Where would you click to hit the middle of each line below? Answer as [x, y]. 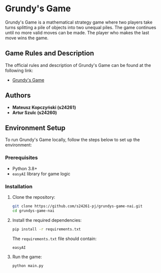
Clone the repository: [34, 197]
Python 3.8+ [25, 168]
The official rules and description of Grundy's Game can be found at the [78, 65]
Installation [19, 186]
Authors [18, 96]
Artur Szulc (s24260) [35, 112]
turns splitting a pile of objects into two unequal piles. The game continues [81, 27]
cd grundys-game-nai [33, 211]
